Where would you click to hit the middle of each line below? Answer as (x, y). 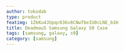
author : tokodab (26, 11)
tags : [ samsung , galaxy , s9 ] (42, 33)
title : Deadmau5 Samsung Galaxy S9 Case (57, 28)
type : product (24, 17)
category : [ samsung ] (32, 39)
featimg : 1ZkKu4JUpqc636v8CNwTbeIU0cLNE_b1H (62, 22)
